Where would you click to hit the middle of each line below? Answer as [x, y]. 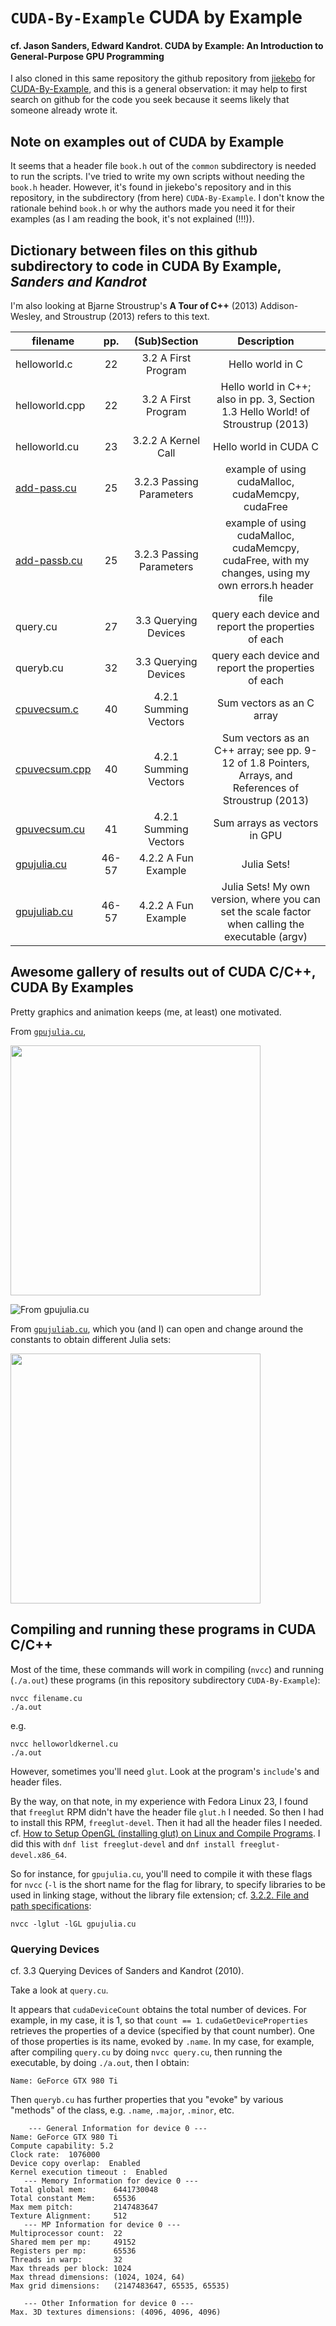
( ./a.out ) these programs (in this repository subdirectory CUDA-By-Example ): [165, 1680]
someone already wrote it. [64, 110]
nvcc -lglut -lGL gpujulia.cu [73, 1924]
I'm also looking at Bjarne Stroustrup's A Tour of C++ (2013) [134, 306]
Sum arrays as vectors [266, 823]
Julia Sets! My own [266, 887]
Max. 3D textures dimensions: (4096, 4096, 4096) [116, 2312]
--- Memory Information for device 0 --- [111, 2181]
